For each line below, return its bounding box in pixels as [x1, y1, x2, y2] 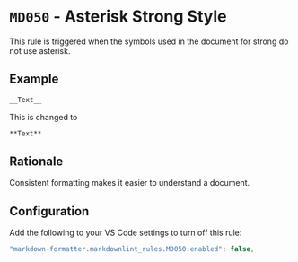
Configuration [9, 204, 90, 219]
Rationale [9, 153, 64, 169]
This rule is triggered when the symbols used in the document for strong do [9, 36, 289, 47]
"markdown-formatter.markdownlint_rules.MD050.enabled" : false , [9, 245, 255, 254]
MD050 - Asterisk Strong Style [9, 6, 227, 27]
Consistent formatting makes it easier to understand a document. [9, 178, 250, 188]
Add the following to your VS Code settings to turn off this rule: [9, 227, 242, 239]
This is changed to [9, 111, 78, 122]
